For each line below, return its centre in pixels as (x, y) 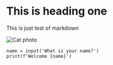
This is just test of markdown (43, 28)
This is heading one (57, 11)
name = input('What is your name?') (53, 51)
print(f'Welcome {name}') (39, 56)
